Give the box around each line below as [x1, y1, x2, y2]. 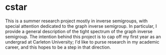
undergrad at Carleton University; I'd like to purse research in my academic [5, 39, 160, 45]
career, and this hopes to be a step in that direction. [5, 44, 111, 50]
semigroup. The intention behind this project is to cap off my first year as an [5, 34, 161, 40]
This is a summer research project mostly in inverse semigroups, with [5, 18, 148, 24]
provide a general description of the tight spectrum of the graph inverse [5, 28, 153, 34]
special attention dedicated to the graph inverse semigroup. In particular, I [5, 23, 157, 29]
